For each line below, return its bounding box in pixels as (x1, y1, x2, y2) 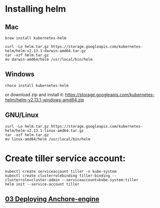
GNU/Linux (5, 111, 39, 119)
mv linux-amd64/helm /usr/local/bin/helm (5, 136, 91, 142)
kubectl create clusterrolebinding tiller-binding (5, 173, 110, 178)
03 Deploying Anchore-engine (5, 195, 100, 203)
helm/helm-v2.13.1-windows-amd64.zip (5, 96, 84, 103)
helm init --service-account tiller (5, 182, 80, 187)
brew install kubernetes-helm (5, 36, 67, 40)
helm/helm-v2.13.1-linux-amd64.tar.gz (5, 128, 84, 133)
